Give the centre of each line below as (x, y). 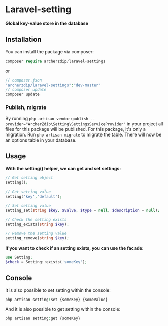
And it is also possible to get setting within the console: (63, 309)
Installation (23, 39)
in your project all (145, 124)
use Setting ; (19, 257)
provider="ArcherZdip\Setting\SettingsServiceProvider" (65, 124)
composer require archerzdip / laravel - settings (55, 61)
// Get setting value (28, 192)
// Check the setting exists (36, 220)
